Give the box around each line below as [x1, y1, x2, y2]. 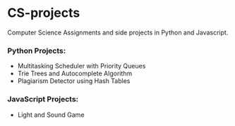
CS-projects [7, 5, 80, 21]
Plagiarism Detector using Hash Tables [17, 77, 131, 85]
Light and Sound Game [17, 111, 85, 119]
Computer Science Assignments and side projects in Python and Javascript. [7, 28, 229, 37]
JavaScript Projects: [7, 94, 79, 104]
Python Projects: [7, 46, 66, 56]
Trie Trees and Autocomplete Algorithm [17, 69, 133, 78]
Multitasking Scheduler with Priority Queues [17, 62, 146, 70]
